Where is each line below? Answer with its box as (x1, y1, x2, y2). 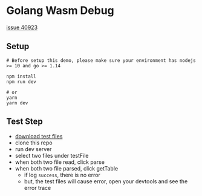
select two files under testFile (15, 152, 89, 159)
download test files (15, 132, 63, 140)
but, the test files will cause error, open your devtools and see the (24, 177, 188, 185)
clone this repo (15, 139, 53, 146)
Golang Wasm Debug (6, 4, 115, 18)
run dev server (15, 145, 52, 152)
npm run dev (6, 78, 36, 85)
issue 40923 (6, 24, 38, 31)
